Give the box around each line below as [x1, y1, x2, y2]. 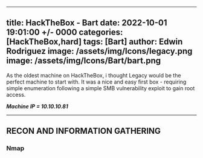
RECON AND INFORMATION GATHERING [6, 126, 161, 136]
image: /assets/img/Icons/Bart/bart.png [6, 56, 161, 66]
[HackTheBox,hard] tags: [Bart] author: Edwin [6, 37, 183, 47]
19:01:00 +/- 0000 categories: [6, 27, 123, 38]
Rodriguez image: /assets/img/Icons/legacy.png [6, 46, 193, 56]
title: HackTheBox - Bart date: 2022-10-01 [6, 18, 167, 28]
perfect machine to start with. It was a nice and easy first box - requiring [6, 78, 187, 85]
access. [6, 91, 26, 98]
